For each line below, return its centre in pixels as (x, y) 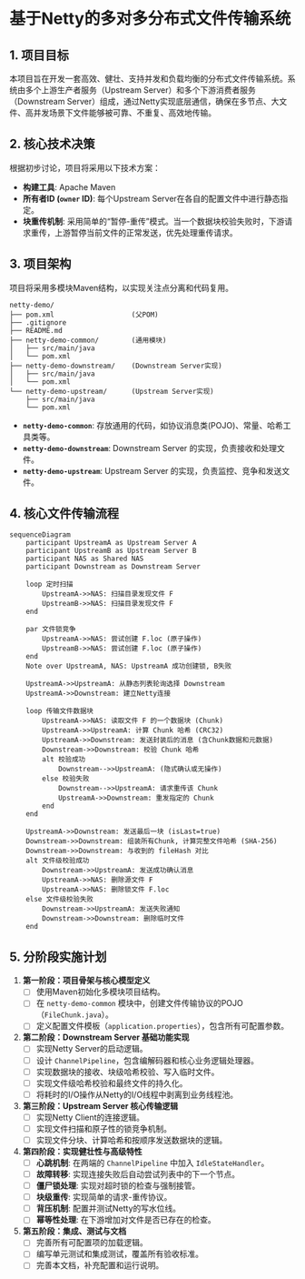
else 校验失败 (66, 779)
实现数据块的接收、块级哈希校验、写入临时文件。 (128, 1072)
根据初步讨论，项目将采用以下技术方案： (85, 167)
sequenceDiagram (40, 535)
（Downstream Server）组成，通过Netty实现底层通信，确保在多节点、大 (144, 101)
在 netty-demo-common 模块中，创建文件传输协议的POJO (139, 1003)
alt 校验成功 (64, 760)
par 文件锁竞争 (51, 629)
